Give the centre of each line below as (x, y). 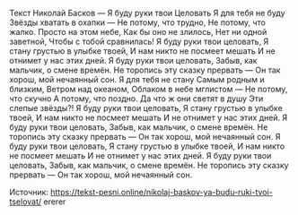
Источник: (29, 192)
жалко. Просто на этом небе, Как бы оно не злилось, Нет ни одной (138, 32)
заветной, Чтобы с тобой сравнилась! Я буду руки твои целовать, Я (139, 41)
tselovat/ (26, 202)
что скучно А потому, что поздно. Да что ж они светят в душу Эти (136, 99)
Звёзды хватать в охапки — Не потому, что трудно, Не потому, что (138, 22)
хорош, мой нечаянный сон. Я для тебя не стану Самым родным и (137, 79)
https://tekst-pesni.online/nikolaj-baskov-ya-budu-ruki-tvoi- (162, 192)
